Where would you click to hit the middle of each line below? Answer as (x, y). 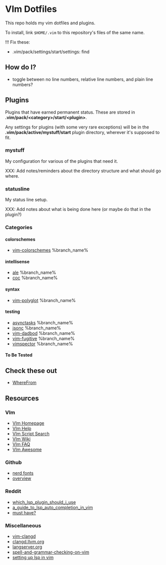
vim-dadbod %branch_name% (44, 333)
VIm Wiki (21, 439)
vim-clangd (24, 536)
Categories (19, 228)
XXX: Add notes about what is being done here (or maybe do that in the (78, 209)
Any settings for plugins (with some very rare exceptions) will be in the (77, 127)
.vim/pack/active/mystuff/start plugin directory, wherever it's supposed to (83, 132)
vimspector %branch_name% (43, 344)
